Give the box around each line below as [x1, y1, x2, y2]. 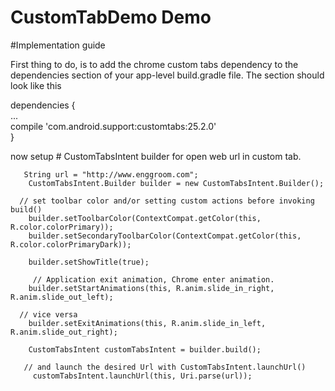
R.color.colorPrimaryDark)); [10, 239, 132, 250]
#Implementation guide [10, 39, 106, 51]
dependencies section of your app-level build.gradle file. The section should [10, 69, 325, 81]
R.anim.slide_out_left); [10, 292, 114, 302]
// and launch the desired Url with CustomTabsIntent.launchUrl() [23, 362, 307, 372]
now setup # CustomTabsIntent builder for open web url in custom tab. [10, 150, 302, 162]
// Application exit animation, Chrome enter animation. [32, 274, 275, 285]
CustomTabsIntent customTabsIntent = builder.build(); [28, 344, 262, 355]
